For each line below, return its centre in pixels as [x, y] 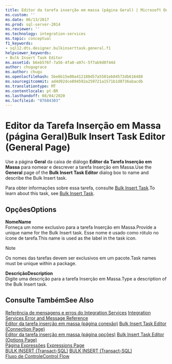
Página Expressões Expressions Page [45, 345]
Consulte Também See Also [49, 300]
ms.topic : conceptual [28, 39]
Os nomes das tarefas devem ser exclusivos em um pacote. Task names [81, 258]
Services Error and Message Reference [47, 318]
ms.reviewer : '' [23, 29]
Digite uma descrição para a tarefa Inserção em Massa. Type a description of [86, 279]
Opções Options [31, 210]
